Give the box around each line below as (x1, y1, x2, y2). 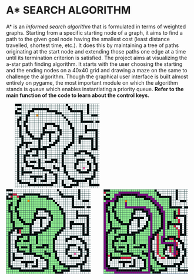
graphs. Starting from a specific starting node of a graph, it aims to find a (6, 29, 183, 36)
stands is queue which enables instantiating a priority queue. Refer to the (6, 85, 184, 92)
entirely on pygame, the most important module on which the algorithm (6, 79, 178, 86)
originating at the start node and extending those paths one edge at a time (6, 48, 186, 55)
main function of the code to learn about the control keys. (6, 92, 150, 99)
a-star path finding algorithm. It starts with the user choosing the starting (6, 60, 183, 68)
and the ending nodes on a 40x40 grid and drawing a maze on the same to (6, 66, 188, 74)
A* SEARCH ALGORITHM (6, 4, 131, 17)
